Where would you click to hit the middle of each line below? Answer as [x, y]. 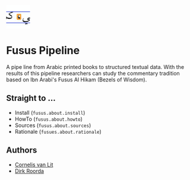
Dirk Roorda [29, 170]
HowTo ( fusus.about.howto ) [49, 119]
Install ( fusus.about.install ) [50, 112]
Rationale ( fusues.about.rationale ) [58, 131]
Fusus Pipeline [43, 51]
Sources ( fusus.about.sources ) [53, 125]
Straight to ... [31, 98]
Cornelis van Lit [34, 165]
